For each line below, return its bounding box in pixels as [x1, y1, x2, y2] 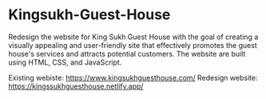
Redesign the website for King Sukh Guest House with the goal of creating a [8, 32, 259, 42]
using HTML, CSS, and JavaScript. [8, 57, 122, 67]
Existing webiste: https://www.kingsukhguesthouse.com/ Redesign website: [8, 73, 258, 82]
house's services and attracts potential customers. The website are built [8, 49, 246, 58]
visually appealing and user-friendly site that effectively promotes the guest [8, 40, 257, 49]
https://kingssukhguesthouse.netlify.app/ [8, 81, 144, 91]
